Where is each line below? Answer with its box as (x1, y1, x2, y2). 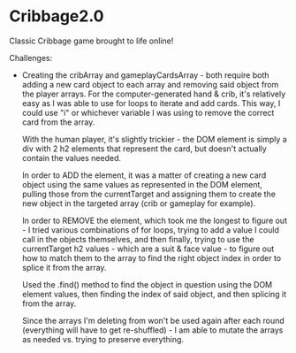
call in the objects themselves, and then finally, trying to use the (21, 234, 254, 244)
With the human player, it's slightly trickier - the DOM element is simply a (21, 134, 287, 144)
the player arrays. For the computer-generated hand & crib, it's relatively (21, 88, 286, 99)
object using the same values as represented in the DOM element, (21, 179, 263, 189)
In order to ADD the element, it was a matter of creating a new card (21, 170, 267, 180)
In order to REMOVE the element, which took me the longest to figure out (21, 215, 287, 226)
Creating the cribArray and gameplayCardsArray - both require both (21, 69, 269, 81)
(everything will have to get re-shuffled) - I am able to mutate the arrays (21, 325, 284, 335)
